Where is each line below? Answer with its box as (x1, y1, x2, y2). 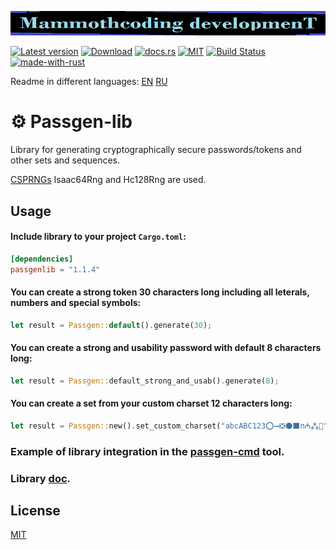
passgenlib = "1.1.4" (10, 264, 101, 275)
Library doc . (10, 471, 72, 485)
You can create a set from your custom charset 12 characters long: (10, 397, 293, 410)
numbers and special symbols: (10, 297, 142, 309)
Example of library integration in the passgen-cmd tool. (10, 444, 285, 458)
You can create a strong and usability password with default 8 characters (10, 342, 322, 354)
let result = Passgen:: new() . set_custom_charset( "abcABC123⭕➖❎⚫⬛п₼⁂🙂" (10, 421, 328, 431)
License (10, 502, 61, 519)
